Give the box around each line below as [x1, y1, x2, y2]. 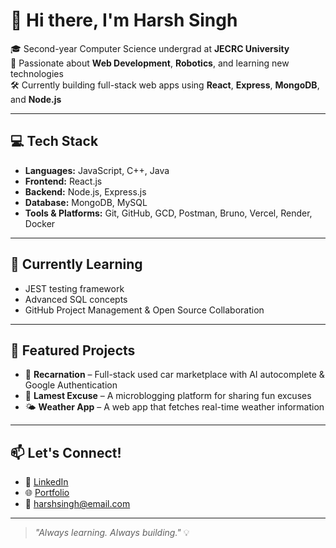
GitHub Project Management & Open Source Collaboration [24, 304, 265, 316]
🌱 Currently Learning [10, 256, 143, 273]
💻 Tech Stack [10, 133, 99, 150]
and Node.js [10, 93, 62, 105]
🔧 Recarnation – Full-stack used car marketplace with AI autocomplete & [24, 369, 325, 381]
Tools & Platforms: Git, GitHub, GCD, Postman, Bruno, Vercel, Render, [24, 207, 313, 219]
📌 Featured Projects [10, 342, 136, 359]
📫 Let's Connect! [10, 444, 122, 461]
